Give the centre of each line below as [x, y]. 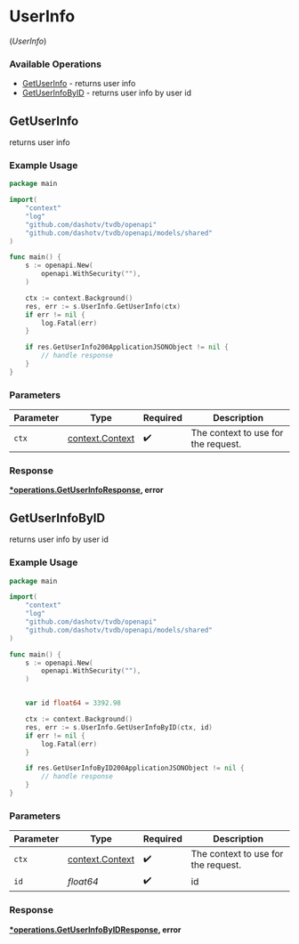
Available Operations [56, 64]
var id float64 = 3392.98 [73, 703]
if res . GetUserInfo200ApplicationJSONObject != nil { [127, 347]
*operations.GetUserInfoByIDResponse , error [95, 929]
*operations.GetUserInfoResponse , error [87, 490]
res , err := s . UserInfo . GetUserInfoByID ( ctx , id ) [119, 727]
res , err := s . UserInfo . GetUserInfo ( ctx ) [103, 306]
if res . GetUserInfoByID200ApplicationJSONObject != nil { [135, 768]
